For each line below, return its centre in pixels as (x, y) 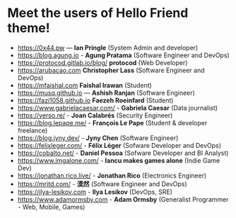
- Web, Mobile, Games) (51, 207)
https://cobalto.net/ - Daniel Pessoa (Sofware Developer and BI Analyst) (123, 153)
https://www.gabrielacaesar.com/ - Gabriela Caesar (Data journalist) (117, 108)
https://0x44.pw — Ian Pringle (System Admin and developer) (108, 47)
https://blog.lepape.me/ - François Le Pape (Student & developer (112, 122)
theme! (29, 28)
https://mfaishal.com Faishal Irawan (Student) (84, 85)
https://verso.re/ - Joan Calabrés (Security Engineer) (95, 115)
